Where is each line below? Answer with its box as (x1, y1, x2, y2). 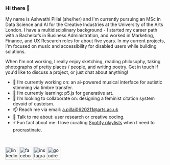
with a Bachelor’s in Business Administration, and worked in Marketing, (5, 33, 155, 39)
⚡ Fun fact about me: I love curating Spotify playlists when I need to (12, 120, 155, 126)
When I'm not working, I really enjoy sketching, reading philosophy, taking (5, 59, 161, 65)
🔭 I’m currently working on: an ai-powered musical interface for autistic (12, 79, 162, 86)
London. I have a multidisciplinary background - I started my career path (5, 27, 157, 33)
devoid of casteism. (12, 101, 55, 107)
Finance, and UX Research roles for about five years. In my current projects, (5, 38, 165, 44)
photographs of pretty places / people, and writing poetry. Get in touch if (5, 64, 158, 70)
